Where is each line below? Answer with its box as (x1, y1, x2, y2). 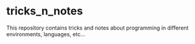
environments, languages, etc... (6, 30, 85, 37)
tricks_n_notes (6, 4, 83, 18)
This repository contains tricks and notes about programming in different (6, 24, 189, 31)
